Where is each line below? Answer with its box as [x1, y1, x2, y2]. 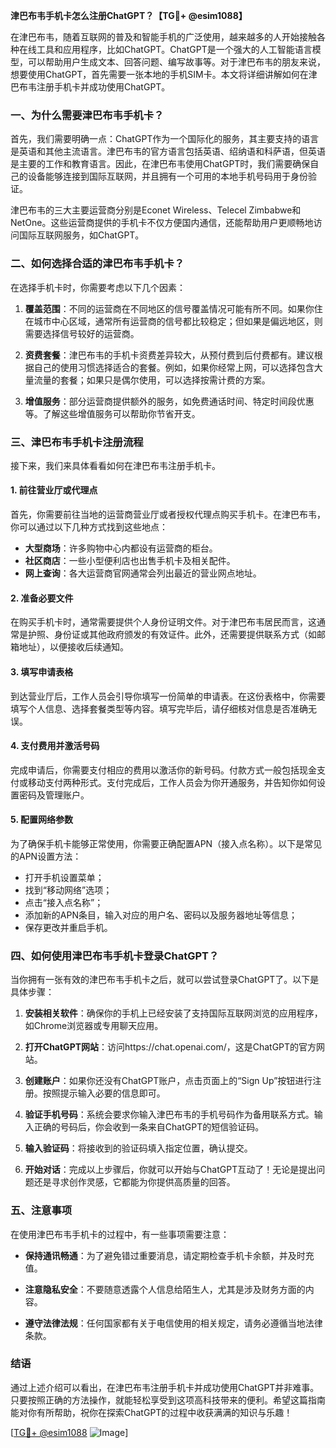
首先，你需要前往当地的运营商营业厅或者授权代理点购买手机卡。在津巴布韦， [10, 509, 326, 521]
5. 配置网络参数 [10, 814, 73, 826]
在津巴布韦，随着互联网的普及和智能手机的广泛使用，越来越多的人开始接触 [10, 31, 317, 43]
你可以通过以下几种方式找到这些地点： [10, 521, 168, 533]
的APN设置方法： [10, 850, 82, 862]
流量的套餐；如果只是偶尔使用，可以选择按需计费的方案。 [33, 374, 271, 386]
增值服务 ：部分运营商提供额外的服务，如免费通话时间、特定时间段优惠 [24, 395, 315, 407]
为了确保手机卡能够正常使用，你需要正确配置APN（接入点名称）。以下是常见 [10, 837, 323, 849]
